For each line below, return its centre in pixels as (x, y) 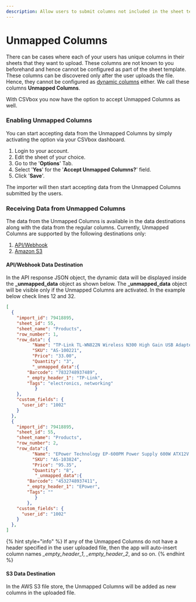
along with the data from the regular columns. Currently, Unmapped (87, 228)
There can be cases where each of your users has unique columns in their (95, 57)
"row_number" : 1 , (38, 334)
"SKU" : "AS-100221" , (57, 351)
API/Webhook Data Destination (45, 265)
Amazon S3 (28, 251)
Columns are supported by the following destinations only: (76, 234)
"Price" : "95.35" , (54, 465)
